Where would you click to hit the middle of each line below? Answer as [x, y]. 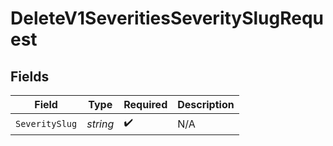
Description [206, 104]
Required [145, 104]
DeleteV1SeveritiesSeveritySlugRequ [167, 18]
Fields [30, 76]
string [100, 124]
